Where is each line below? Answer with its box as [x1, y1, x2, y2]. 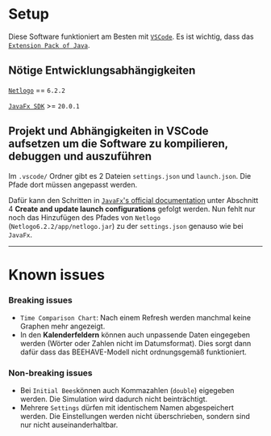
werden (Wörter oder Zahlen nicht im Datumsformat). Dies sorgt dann [19, 339, 252, 349]
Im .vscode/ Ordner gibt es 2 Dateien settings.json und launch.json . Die [8, 171, 252, 180]
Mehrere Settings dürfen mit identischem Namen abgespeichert [19, 403, 234, 413]
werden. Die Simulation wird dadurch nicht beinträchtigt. [19, 394, 208, 404]
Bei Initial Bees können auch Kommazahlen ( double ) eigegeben [19, 386, 235, 396]
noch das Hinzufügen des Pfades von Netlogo [8, 212, 161, 222]
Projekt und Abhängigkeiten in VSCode [8, 125, 209, 138]
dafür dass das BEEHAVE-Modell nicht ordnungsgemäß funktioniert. [19, 347, 248, 357]
